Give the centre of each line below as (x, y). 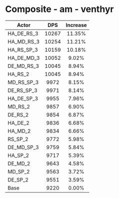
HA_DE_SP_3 (23, 98)
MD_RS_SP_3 (23, 82)
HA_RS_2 (18, 74)
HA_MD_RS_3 (24, 41)
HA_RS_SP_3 (23, 49)
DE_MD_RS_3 (23, 66)
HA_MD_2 (19, 131)
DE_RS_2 (18, 114)
